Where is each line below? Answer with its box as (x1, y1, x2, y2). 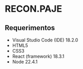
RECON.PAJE (5, 3, 63, 15)
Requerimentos (5, 24, 55, 32)
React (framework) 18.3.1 (12, 53, 65, 59)
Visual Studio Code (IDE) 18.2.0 (12, 37, 78, 43)
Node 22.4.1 (12, 59, 38, 64)
